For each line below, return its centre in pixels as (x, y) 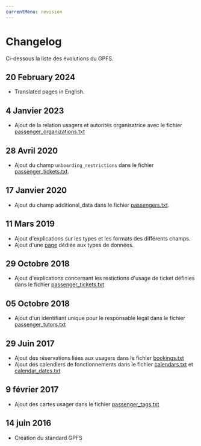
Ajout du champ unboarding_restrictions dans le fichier (84, 165)
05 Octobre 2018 (38, 303)
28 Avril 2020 (32, 150)
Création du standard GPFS (48, 438)
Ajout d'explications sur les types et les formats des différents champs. (102, 238)
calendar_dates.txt (37, 371)
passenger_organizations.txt (50, 132)
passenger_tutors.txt (40, 325)
